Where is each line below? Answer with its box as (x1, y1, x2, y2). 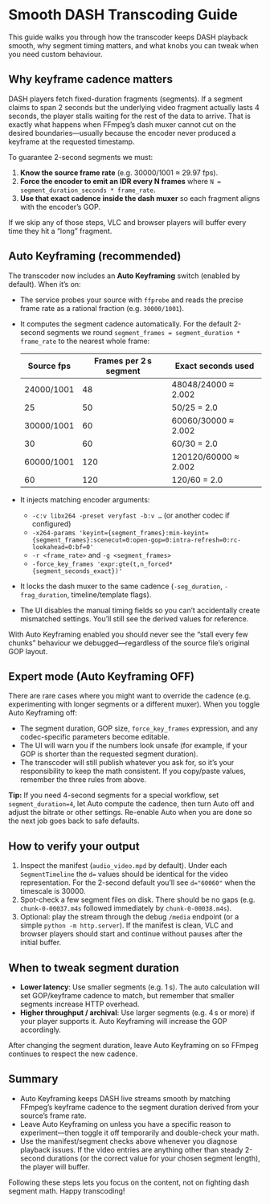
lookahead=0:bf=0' (31, 543, 94, 551)
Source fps (27, 360, 71, 371)
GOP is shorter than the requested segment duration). (19, 749, 198, 759)
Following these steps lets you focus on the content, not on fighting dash (8, 1177, 250, 1187)
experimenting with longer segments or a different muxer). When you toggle (8, 699, 260, 709)
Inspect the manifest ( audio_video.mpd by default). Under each (19, 861, 227, 870)
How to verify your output (8, 839, 140, 853)
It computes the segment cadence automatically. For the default (19, 319, 232, 329)
